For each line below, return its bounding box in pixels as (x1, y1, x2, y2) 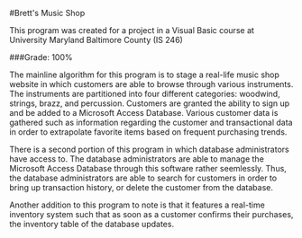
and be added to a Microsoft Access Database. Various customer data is (9, 108, 279, 118)
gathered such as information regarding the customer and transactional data (9, 117, 293, 128)
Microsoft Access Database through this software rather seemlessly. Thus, (9, 163, 287, 173)
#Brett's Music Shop (9, 8, 86, 18)
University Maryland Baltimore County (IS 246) (9, 35, 183, 45)
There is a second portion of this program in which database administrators (9, 144, 290, 154)
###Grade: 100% (9, 52, 73, 62)
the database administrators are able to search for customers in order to (9, 172, 278, 183)
